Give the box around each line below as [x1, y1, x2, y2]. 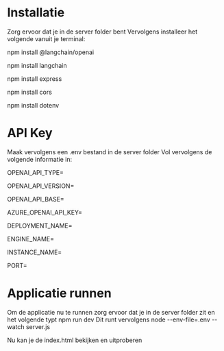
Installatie [7, 5, 65, 21]
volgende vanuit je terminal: [7, 34, 86, 43]
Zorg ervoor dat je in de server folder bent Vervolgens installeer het [7, 27, 197, 36]
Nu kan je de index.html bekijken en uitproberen [7, 336, 142, 344]
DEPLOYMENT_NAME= [7, 221, 73, 230]
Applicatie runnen [7, 286, 112, 301]
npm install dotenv [7, 101, 60, 109]
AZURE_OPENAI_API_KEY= [7, 208, 83, 217]
